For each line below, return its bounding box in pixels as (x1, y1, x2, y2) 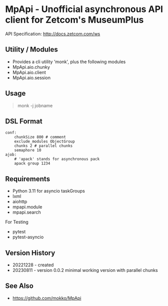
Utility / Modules (5, 45, 58, 54)
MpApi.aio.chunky (12, 64, 50, 70)
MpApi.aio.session (12, 74, 51, 81)
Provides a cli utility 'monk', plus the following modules (12, 59, 126, 65)
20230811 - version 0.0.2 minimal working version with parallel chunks (12, 267, 158, 273)
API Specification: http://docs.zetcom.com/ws (5, 31, 100, 37)
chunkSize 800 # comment (14, 134, 66, 140)
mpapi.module (12, 204, 43, 210)
